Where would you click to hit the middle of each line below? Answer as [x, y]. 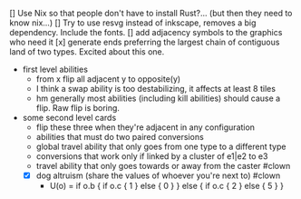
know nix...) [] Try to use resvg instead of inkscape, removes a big [133, 23]
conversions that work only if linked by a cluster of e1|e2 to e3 [152, 156]
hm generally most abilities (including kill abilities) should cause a [158, 98]
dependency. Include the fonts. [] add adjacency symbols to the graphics [146, 32]
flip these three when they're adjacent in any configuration [146, 127]
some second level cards [69, 118]
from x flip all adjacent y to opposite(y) [108, 79]
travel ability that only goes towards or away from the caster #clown [163, 166]
